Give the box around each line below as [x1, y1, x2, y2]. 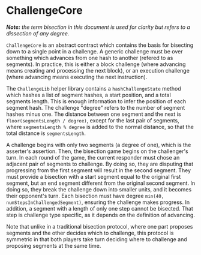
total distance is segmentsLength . [6, 130, 86, 137]
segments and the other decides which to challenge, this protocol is [6, 229, 174, 236]
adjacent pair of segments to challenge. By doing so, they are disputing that [6, 160, 194, 167]
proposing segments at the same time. [6, 242, 101, 249]
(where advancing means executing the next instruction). [6, 73, 148, 80]
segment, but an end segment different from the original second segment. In [6, 179, 196, 187]
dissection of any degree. [6, 29, 70, 37]
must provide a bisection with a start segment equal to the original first [6, 173, 181, 180]
